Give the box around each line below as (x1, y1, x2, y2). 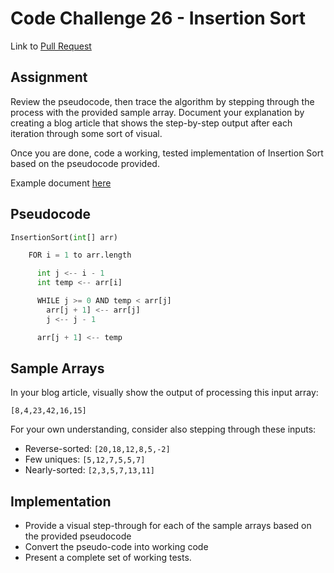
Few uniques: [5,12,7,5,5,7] (24, 453, 146, 466)
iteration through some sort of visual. (10, 127, 163, 139)
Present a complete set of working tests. (24, 552, 192, 564)
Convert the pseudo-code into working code (24, 541, 209, 553)
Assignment (10, 69, 88, 86)
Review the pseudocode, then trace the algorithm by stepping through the (10, 95, 315, 107)
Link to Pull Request (10, 40, 92, 52)
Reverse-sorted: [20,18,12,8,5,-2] (24, 443, 171, 455)
